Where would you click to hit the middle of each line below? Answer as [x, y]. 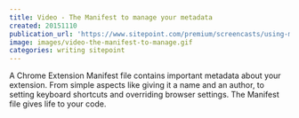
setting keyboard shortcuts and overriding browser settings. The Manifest [144, 95]
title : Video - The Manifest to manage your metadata [111, 17]
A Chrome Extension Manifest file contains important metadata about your [145, 75]
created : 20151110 [43, 26]
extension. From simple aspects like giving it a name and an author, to [137, 85]
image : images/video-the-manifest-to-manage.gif [101, 42]
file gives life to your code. [58, 104]
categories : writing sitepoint [67, 51]
